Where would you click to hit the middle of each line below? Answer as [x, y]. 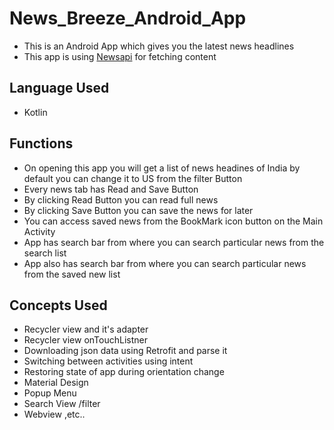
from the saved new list [72, 274]
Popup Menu [50, 393]
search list [45, 253]
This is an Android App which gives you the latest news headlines [159, 46]
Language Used [59, 88]
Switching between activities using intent [108, 361]
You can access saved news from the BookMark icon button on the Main [173, 221]
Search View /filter [62, 404]
